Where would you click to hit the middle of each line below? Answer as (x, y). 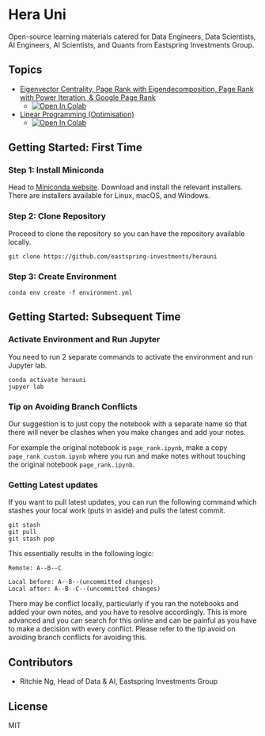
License (28, 706)
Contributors (41, 662)
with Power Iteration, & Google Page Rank (87, 97)
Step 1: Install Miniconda (56, 170)
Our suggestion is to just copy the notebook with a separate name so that (128, 424)
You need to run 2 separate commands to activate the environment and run (131, 357)
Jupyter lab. (28, 365)
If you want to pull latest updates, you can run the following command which (132, 502)
